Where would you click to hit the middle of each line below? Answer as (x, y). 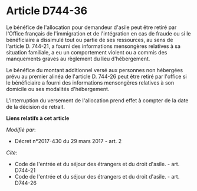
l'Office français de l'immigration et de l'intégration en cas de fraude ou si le (98, 33)
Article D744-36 (47, 11)
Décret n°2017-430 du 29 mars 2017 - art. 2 (68, 141)
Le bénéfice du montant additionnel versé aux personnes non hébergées (95, 70)
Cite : (12, 153)
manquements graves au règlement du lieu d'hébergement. (78, 59)
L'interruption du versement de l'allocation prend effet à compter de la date (97, 100)
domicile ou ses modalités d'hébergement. (58, 89)
